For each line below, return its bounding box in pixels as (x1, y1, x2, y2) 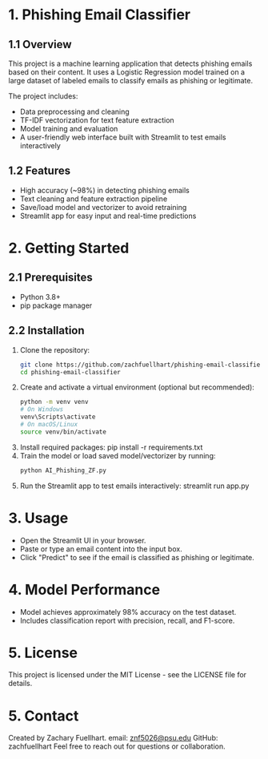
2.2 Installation (8, 324, 86, 337)
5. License (8, 644, 78, 662)
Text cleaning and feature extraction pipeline (19, 194, 168, 204)
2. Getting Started (8, 239, 130, 257)
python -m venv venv (19, 398, 89, 406)
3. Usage (8, 509, 69, 527)
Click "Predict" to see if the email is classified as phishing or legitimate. (19, 552, 254, 562)
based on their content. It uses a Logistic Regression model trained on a (8, 67, 246, 77)
